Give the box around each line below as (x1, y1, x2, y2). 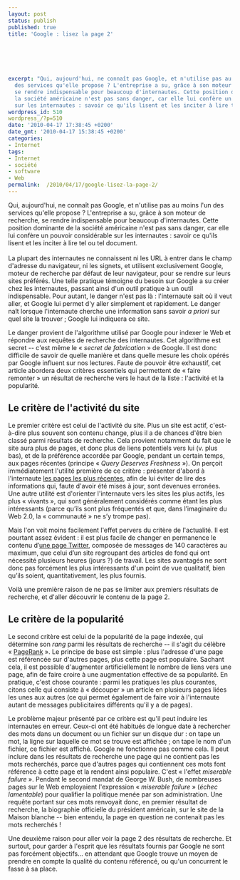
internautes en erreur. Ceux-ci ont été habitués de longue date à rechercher (8, 722, 231, 730)
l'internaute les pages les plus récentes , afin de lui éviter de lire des (8, 474, 206, 482)
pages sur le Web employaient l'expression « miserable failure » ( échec (8, 782, 218, 791)
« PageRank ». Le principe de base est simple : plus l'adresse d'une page (8, 647, 224, 656)
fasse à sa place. (8, 864, 58, 873)
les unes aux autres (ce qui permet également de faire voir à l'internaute (8, 692, 220, 701)
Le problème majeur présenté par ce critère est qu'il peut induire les (8, 714, 208, 722)
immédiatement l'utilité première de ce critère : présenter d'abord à (8, 466, 205, 475)
